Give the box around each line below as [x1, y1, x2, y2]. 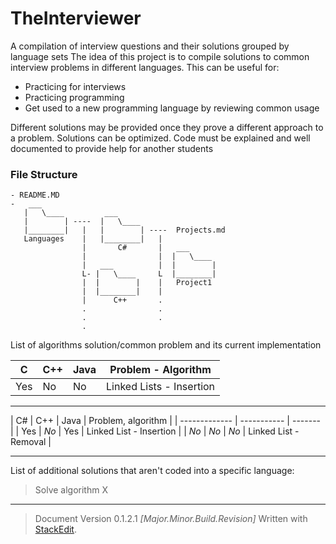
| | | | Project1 [81, 278, 213, 288]
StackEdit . [34, 523, 77, 536]
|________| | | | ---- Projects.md [23, 225, 226, 236]
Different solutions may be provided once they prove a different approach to [10, 121, 324, 133]
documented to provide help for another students [10, 142, 214, 154]
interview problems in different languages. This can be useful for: [10, 61, 280, 73]
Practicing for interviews [24, 80, 127, 92]
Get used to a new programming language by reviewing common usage [24, 102, 320, 114]
